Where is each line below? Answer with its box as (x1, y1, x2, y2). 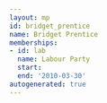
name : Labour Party (17, 55, 91, 64)
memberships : (9, 38, 58, 47)
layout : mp (9, 13, 50, 22)
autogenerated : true (9, 80, 87, 89)
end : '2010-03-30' (17, 72, 87, 81)
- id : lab (9, 47, 47, 56)
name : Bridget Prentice (9, 30, 99, 39)
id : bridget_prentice (9, 21, 91, 30)
